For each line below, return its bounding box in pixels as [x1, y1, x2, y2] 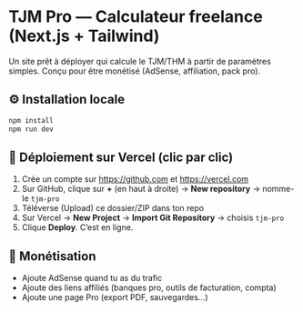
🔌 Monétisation [8, 248, 96, 264]
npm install [8, 116, 54, 125]
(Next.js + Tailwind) [8, 25, 160, 46]
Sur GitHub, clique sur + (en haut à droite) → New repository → [21, 184, 261, 195]
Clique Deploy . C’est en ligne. [21, 222, 134, 233]
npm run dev [8, 125, 54, 134]
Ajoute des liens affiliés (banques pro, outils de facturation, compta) [21, 282, 277, 293]
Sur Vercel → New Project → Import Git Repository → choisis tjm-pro [21, 212, 285, 224]
